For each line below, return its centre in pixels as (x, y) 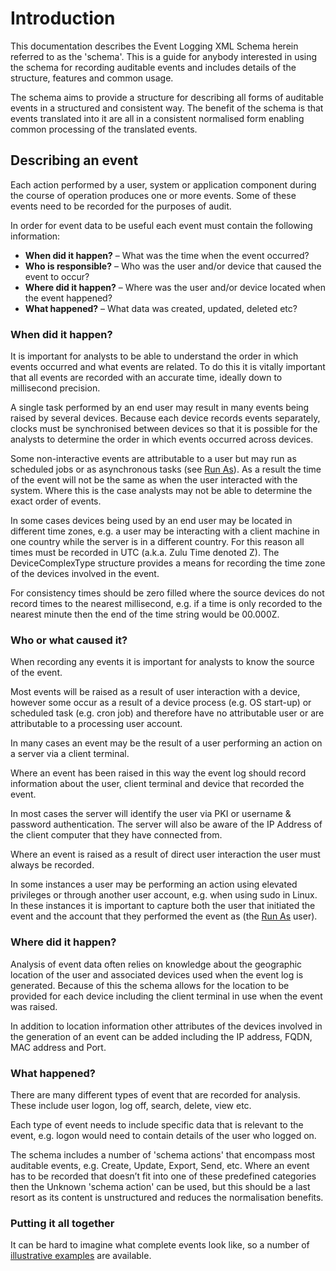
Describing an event (74, 160)
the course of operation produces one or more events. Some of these (153, 195)
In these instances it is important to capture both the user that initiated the (163, 906)
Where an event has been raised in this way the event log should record (158, 773)
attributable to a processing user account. (96, 724)
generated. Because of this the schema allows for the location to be (150, 985)
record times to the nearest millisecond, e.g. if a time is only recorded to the (166, 604)
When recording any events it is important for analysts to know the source (162, 662)
